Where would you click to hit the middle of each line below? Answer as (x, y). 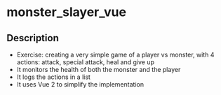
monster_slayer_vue (67, 12)
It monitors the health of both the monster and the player (99, 70)
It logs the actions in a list (53, 77)
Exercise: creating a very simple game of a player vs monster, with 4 (115, 54)
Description (33, 38)
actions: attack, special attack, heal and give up (86, 62)
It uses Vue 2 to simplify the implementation (80, 84)
